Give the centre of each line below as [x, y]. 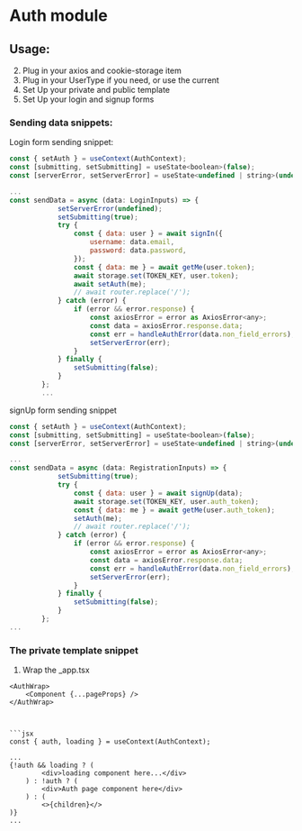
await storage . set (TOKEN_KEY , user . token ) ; [156, 276]
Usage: [30, 49]
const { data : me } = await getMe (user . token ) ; [164, 267]
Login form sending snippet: [62, 142]
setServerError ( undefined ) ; [110, 208]
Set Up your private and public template [96, 90]
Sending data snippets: [61, 123]
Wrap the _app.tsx [56, 670]
